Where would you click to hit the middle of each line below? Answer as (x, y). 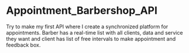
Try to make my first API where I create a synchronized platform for (87, 26)
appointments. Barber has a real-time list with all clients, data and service (94, 32)
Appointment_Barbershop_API (82, 11)
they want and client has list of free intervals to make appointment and (91, 39)
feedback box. (23, 45)
